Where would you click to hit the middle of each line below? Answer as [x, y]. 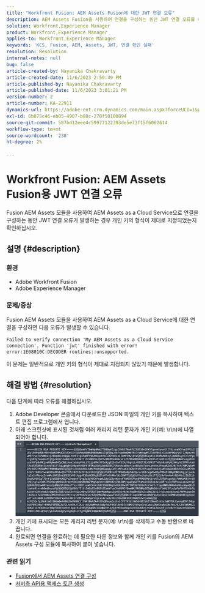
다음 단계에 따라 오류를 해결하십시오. [49, 401]
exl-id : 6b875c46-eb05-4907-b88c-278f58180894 [67, 116]
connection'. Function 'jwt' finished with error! [72, 346]
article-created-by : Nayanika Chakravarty [61, 71]
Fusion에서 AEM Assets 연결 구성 [56, 576]
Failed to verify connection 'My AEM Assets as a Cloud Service [90, 340]
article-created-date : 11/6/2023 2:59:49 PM [64, 77]
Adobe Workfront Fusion [46, 282]
